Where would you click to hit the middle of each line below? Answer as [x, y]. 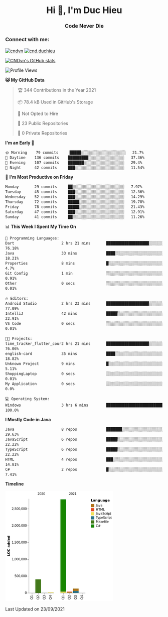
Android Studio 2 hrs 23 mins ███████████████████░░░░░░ [84, 304]
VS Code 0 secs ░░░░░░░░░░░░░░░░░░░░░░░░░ [84, 324]
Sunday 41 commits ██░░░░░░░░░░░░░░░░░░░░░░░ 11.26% [75, 217]
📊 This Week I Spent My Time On [41, 227]
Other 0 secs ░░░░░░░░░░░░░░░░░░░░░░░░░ [84, 284]
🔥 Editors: [17, 299]
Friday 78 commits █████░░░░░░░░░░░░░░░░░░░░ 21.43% [75, 207]
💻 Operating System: [28, 399]
